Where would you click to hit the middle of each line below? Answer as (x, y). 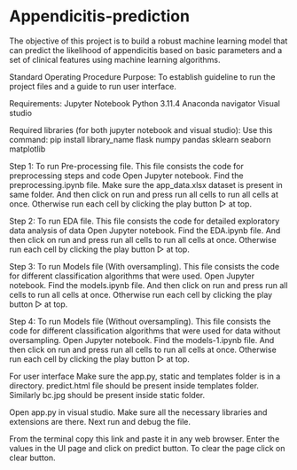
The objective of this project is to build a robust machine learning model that (148, 41)
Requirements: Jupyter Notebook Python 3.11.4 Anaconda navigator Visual (145, 103)
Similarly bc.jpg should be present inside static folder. (107, 395)
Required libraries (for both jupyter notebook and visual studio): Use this (141, 129)
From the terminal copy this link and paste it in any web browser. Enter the (145, 439)
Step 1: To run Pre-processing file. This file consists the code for (126, 166)
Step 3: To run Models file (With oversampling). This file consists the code (145, 266)
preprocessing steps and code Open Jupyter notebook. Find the (126, 176)
